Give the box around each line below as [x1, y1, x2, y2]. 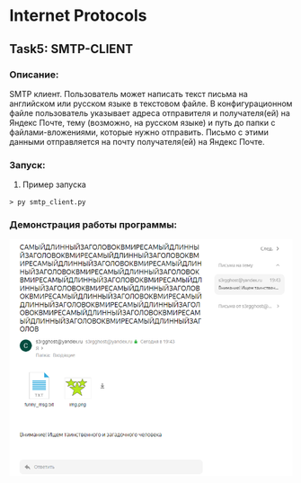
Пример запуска [22, 179, 87, 190]
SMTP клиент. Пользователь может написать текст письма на [9, 88, 249, 99]
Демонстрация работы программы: [9, 219, 178, 231]
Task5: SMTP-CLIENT [9, 41, 134, 57]
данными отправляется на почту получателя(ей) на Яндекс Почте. [9, 136, 265, 147]
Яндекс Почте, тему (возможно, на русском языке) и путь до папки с [9, 117, 276, 128]
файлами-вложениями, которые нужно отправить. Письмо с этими [9, 127, 270, 138]
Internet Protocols [9, 5, 147, 26]
